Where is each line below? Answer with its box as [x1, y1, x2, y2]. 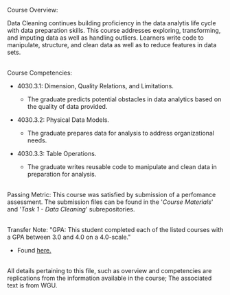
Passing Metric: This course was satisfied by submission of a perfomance [7, 191, 216, 198]
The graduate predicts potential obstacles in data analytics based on [27, 95, 222, 103]
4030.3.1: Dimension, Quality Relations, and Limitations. [16, 82, 174, 90]
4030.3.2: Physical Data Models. [16, 116, 110, 124]
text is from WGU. [7, 281, 58, 290]
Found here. [16, 246, 51, 254]
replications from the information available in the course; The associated [7, 274, 212, 282]
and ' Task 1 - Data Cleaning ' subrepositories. [7, 205, 135, 213]
